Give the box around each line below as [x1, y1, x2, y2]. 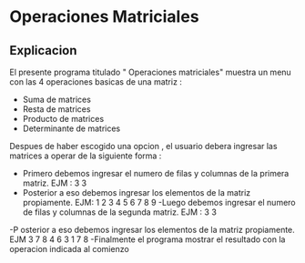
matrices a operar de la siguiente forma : [9, 150, 162, 161]
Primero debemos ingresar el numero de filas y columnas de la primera [22, 168, 290, 178]
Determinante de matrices [22, 123, 121, 134]
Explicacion [9, 43, 77, 58]
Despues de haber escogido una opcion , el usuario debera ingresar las [9, 141, 278, 151]
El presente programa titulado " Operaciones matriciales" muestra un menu [9, 66, 291, 77]
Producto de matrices [22, 114, 105, 124]
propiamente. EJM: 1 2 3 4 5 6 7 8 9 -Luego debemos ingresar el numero [22, 197, 296, 207]
